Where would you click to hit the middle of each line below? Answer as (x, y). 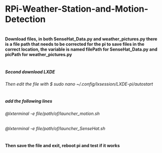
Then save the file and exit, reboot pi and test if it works (62, 146)
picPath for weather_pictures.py (39, 55)
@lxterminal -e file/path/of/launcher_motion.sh (52, 114)
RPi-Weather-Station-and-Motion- (77, 9)
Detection (25, 19)
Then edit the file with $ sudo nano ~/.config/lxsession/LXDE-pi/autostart (79, 84)
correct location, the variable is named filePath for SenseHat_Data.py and (81, 49)
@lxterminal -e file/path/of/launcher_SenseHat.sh (55, 129)
